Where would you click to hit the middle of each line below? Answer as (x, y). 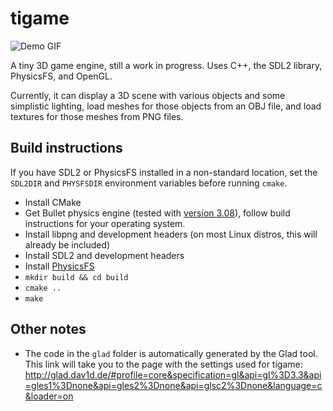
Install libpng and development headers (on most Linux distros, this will (171, 234)
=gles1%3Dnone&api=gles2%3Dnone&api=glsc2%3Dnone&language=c (173, 385)
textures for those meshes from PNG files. (97, 116)
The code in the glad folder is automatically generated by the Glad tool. (171, 353)
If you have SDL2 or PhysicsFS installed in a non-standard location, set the (164, 172)
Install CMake (53, 202)
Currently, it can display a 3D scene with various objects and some (148, 95)
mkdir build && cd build (76, 277)
